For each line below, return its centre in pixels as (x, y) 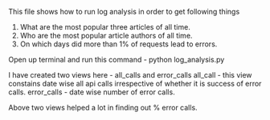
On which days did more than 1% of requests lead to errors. (119, 44)
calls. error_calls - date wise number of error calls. (92, 92)
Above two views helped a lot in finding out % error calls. (103, 108)
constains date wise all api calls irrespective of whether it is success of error (135, 84)
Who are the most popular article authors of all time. (106, 36)
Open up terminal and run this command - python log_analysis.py (117, 60)
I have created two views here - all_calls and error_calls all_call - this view (130, 75)
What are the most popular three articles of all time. (105, 27)
